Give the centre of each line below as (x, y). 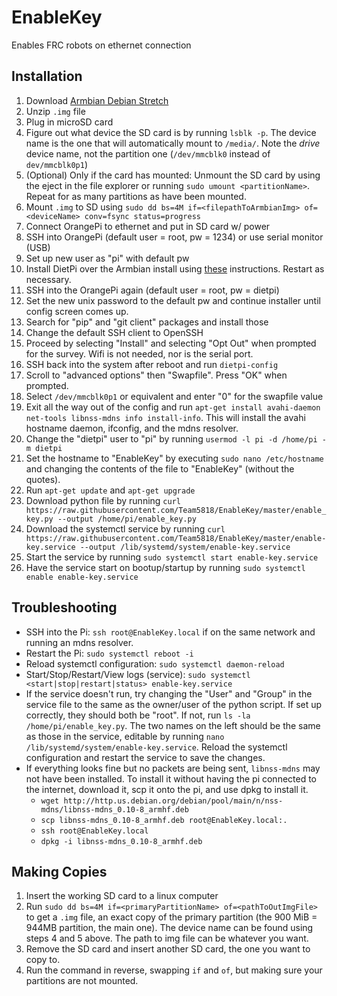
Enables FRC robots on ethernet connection (101, 45)
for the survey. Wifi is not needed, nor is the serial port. (139, 353)
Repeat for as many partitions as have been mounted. (136, 196)
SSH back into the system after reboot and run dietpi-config (152, 364)
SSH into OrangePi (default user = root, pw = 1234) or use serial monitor (174, 237)
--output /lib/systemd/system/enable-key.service (185, 547)
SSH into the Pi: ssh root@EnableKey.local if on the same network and (170, 632)
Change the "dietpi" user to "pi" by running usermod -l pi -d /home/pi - (176, 438)
